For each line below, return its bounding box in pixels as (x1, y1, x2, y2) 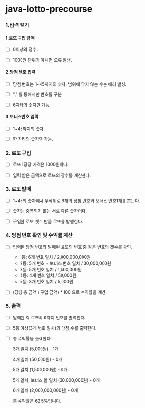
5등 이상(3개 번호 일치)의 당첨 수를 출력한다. (12, 325, 97, 331)
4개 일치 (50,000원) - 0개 (12, 356, 62, 362)
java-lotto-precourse (5, 3, 93, 15)
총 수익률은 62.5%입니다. (12, 398, 62, 404)
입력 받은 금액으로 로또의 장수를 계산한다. (12, 172, 91, 178)
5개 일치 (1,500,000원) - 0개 (12, 366, 68, 372)
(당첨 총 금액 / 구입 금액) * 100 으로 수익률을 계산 (12, 289, 106, 295)
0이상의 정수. (12, 46, 38, 52)
